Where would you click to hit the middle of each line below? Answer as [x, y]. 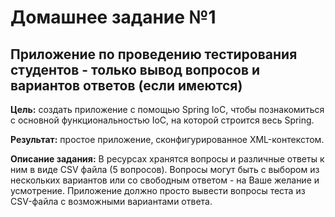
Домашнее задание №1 [113, 17]
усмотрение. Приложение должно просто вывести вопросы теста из [158, 190]
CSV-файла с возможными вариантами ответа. [111, 201]
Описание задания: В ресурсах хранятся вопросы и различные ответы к [167, 159]
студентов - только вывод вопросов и [135, 69]
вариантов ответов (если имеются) [126, 85]
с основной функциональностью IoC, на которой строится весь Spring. [162, 120]
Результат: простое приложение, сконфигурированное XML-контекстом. [167, 139]
